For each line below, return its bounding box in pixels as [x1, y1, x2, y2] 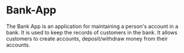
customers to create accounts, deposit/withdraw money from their [6, 35, 168, 42]
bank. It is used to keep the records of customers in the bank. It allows [6, 29, 177, 36]
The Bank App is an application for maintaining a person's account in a [6, 23, 179, 30]
